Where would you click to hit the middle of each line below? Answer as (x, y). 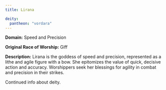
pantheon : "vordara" (31, 23)
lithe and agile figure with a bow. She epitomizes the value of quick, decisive (83, 62)
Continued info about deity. (33, 82)
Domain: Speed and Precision (36, 37)
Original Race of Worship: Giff (36, 47)
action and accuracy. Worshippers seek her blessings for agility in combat (81, 67)
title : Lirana (20, 10)
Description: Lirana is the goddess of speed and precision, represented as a (83, 57)
